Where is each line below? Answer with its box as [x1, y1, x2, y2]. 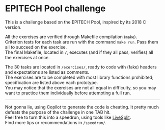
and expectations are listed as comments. [5, 69, 90, 75]
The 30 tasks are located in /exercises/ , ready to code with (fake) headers [5, 64, 157, 70]
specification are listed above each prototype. [5, 79, 98, 86]
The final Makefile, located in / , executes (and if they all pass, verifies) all [5, 49, 153, 55]
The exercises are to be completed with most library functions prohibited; [5, 74, 154, 80]
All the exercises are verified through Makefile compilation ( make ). [5, 34, 137, 40]
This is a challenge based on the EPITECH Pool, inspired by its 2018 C [5, 19, 146, 25]
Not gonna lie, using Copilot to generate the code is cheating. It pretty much [5, 104, 159, 110]
